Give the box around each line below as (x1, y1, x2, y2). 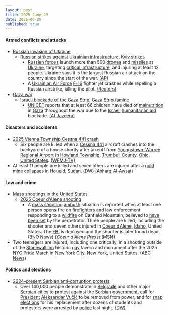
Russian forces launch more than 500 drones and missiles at (27, 59, 153, 65)
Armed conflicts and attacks (5, 37, 67, 43)
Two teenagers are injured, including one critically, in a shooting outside (12, 239, 162, 245)
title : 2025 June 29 (5, 12, 49, 17)
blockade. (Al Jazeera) (27, 113, 75, 119)
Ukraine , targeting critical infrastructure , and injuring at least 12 (27, 64, 159, 71)
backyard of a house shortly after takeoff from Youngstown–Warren (20, 146, 161, 152)
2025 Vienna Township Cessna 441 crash (12, 136, 99, 142)
